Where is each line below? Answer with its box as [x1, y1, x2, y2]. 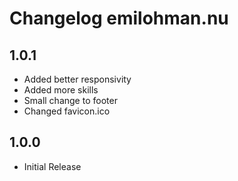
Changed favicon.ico [23, 105, 111, 117]
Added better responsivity [23, 73, 132, 85]
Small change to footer [23, 95, 118, 106]
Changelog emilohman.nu [9, 7, 229, 30]
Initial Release [23, 160, 82, 172]
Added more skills [23, 84, 99, 96]
